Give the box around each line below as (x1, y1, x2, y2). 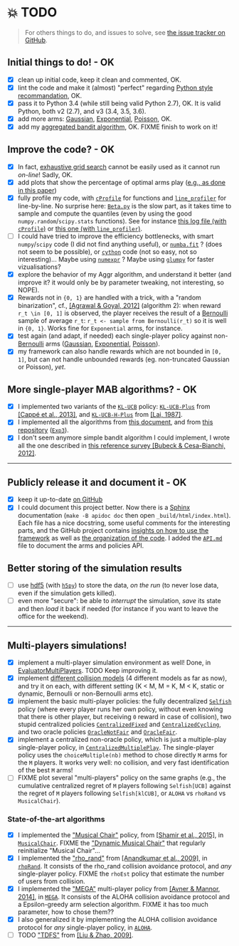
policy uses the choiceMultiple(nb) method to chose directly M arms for (17, 751, 228, 760)
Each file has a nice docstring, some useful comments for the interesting (17, 519, 230, 527)
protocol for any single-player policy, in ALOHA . (17, 923, 153, 932)
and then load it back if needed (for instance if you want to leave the (17, 605, 219, 613)
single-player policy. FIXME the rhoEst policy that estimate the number (17, 869, 225, 878)
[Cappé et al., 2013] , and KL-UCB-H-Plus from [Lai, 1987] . (17, 410, 183, 419)
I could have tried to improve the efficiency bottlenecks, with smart (17, 232, 214, 240)
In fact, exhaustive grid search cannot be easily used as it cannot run (17, 162, 221, 171)
